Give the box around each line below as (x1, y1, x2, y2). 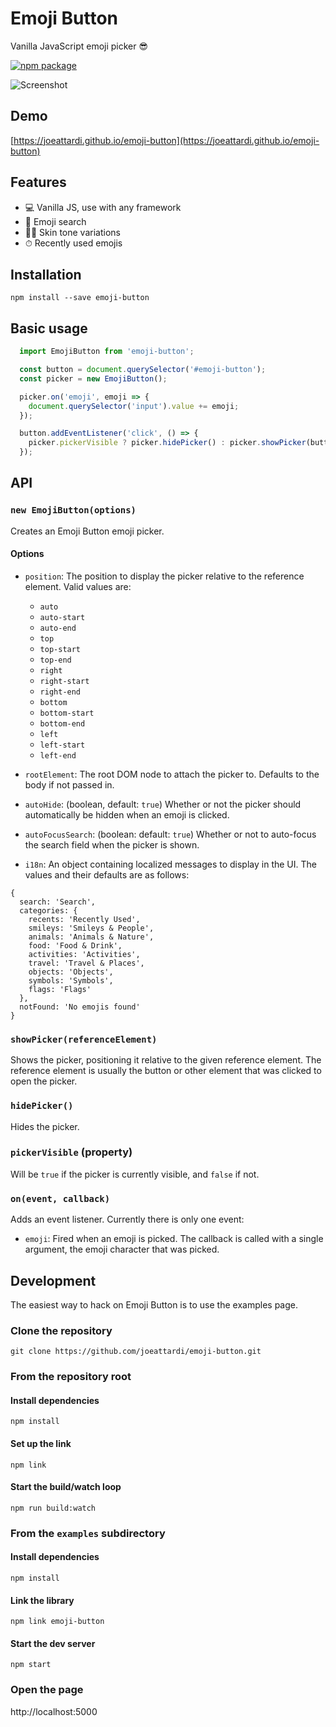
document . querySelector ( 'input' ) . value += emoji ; (28, 401, 240, 411)
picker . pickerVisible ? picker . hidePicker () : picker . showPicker (28, 438, 307, 448)
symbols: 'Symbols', (28, 975, 114, 986)
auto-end (39, 623, 77, 633)
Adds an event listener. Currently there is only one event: (10, 1213, 245, 1226)
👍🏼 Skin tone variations (24, 226, 121, 238)
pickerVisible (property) (10, 1145, 133, 1159)
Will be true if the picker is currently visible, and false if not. (10, 1168, 260, 1180)
